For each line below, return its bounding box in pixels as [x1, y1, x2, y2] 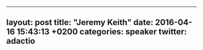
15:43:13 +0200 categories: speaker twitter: [16, 27, 187, 37]
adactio [6, 36, 36, 46]
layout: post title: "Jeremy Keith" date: [6, 17, 154, 27]
